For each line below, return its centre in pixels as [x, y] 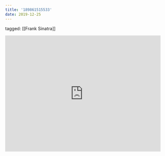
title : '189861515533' [29, 10]
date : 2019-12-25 [23, 14]
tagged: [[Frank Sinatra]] [30, 28]
